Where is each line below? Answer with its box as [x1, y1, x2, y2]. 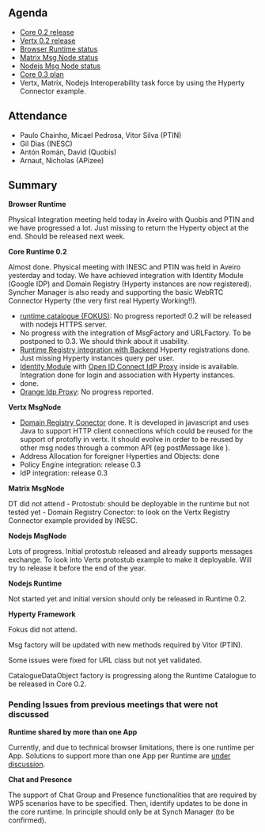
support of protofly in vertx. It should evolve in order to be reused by [19, 435, 244, 445]
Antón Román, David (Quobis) [19, 147, 117, 157]
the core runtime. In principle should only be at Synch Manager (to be [8, 807, 235, 816]
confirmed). [8, 815, 47, 825]
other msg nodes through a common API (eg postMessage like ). [19, 443, 231, 452]
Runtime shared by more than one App [8, 727, 138, 736]
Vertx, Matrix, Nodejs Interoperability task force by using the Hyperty [19, 78, 245, 87]
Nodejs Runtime [8, 578, 62, 589]
